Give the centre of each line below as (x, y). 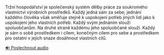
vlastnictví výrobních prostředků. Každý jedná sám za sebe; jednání (73, 12)
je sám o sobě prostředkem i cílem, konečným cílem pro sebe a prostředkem (82, 33)
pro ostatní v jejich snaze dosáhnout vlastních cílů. (56, 38)
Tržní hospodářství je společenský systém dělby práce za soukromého (76, 7)
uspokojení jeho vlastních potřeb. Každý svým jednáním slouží (68, 22)
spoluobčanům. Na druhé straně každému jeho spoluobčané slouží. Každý (80, 28)
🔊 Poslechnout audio (27, 48)
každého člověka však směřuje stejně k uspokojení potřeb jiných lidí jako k (80, 17)
